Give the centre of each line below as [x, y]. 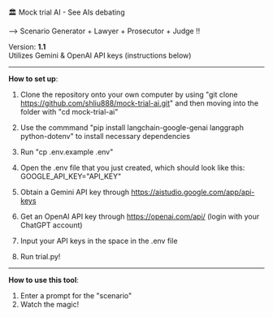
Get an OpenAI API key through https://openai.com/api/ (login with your [140, 216]
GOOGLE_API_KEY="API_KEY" [71, 176]
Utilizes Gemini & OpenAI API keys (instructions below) [100, 55]
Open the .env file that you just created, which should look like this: [132, 167]
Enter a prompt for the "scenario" [76, 295]
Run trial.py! [40, 256]
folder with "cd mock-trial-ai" [69, 112]
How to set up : [33, 79]
